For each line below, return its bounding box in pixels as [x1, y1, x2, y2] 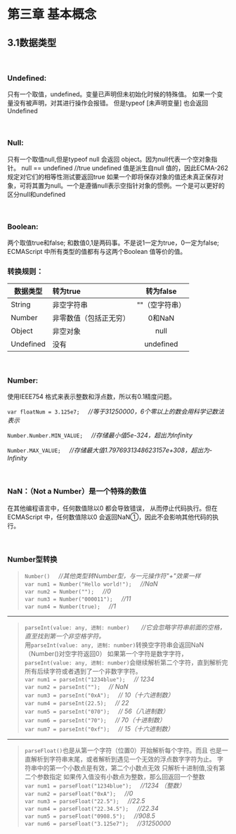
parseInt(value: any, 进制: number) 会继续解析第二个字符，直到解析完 [24, 658, 228, 667]
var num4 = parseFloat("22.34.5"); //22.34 [24, 804, 159, 813]
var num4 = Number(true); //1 [24, 602, 117, 610]
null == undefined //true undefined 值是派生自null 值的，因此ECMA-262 [20, 163, 229, 172]
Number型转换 [7, 554, 58, 564]
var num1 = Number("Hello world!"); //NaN [24, 579, 158, 588]
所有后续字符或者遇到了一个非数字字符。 [24, 667, 142, 676]
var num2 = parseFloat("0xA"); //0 [24, 789, 133, 798]
